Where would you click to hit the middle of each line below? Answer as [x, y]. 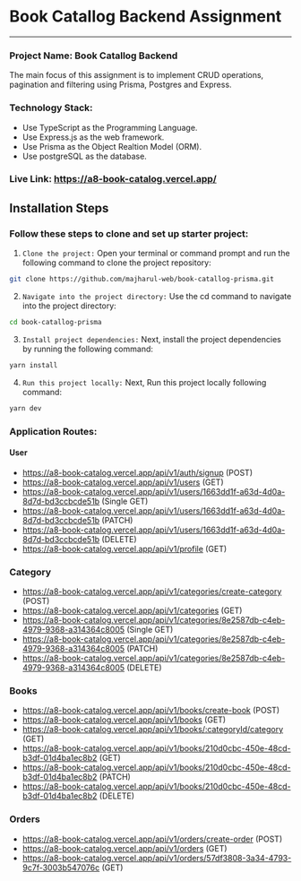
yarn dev [26, 408]
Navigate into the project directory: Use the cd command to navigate [157, 297]
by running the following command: [88, 349]
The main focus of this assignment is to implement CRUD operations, [137, 75]
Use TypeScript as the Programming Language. [110, 127]
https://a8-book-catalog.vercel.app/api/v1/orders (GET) [125, 848]
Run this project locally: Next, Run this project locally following [144, 382]
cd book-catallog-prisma [56, 323]
